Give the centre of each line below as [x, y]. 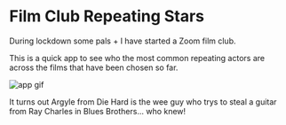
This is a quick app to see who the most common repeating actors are [137, 58]
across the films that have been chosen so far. [94, 67]
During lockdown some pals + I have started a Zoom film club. [123, 41]
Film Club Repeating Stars [107, 16]
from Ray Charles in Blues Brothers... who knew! [98, 111]
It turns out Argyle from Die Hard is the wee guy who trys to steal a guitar [143, 102]
